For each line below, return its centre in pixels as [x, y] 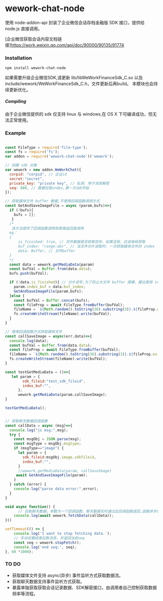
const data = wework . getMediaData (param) [52, 265]
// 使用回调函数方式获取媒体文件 [33, 332]
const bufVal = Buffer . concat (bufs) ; [52, 300]
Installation [19, 58]
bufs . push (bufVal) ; [29, 274]
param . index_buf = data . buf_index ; [50, 287]
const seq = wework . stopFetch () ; [48, 543]
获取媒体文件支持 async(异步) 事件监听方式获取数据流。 [68, 575]
